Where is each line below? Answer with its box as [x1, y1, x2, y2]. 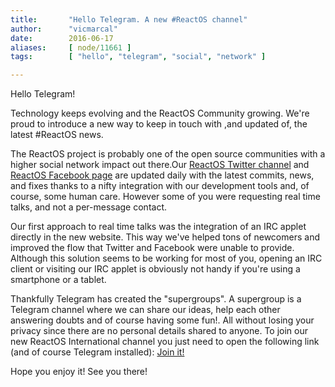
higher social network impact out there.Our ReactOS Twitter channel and [10, 159, 310, 171]
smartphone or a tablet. [10, 274, 107, 286]
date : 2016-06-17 [10, 33, 114, 43]
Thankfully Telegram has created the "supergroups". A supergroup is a [10, 293, 302, 305]
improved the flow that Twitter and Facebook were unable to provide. [10, 242, 295, 254]
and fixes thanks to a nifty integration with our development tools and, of [10, 180, 310, 192]
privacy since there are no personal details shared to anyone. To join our [10, 325, 309, 337]
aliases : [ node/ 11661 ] [10, 42, 132, 53]
